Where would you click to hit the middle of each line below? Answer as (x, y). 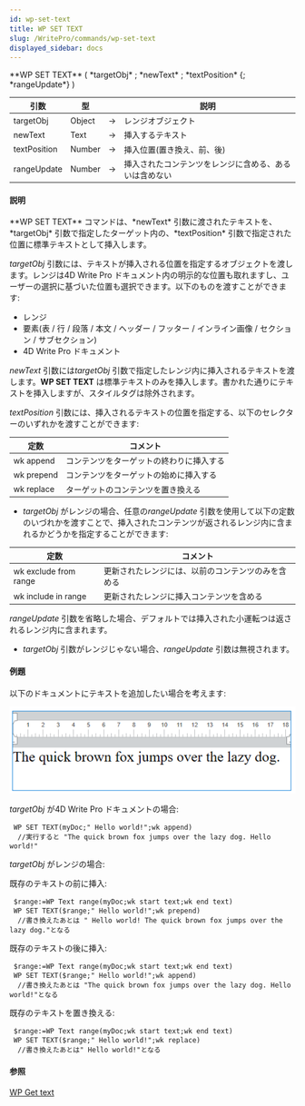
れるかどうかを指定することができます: (95, 534)
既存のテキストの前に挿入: (58, 884)
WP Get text (32, 1092)
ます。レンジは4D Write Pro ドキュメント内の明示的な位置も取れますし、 (145, 275)
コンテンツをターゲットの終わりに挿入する (145, 461)
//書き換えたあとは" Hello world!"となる (89, 1050)
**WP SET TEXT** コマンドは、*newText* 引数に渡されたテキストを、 (143, 222)
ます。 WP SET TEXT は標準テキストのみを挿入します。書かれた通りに (148, 382)
